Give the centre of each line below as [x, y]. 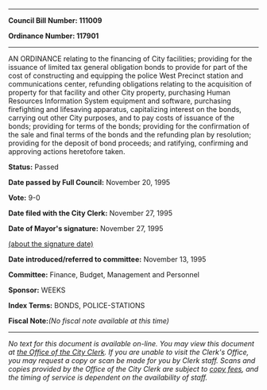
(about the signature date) [51, 244]
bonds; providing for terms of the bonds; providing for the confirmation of [129, 126]
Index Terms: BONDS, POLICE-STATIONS [77, 305]
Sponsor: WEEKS [37, 290]
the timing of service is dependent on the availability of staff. [108, 377]
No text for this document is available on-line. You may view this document [131, 344]
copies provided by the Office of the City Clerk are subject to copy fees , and [133, 369]
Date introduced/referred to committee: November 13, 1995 [107, 259]
